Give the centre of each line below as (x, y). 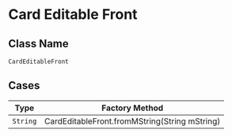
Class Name (38, 44)
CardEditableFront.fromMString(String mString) (133, 121)
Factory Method (133, 108)
